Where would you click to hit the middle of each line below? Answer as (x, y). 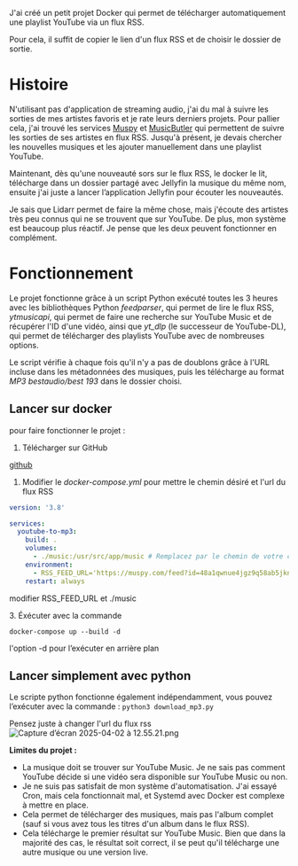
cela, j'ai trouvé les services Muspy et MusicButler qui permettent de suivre (147, 128)
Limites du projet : (43, 750)
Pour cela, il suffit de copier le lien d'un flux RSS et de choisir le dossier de (145, 39)
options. (24, 345)
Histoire (39, 85)
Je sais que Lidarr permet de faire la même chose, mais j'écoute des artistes (149, 209)
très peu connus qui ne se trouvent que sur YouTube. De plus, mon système (148, 218)
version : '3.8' (37, 507)
